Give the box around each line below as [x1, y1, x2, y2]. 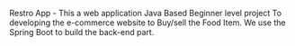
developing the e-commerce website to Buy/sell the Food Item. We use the [9, 17, 286, 28]
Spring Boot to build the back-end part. [9, 27, 155, 37]
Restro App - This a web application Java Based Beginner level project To [9, 8, 282, 18]
